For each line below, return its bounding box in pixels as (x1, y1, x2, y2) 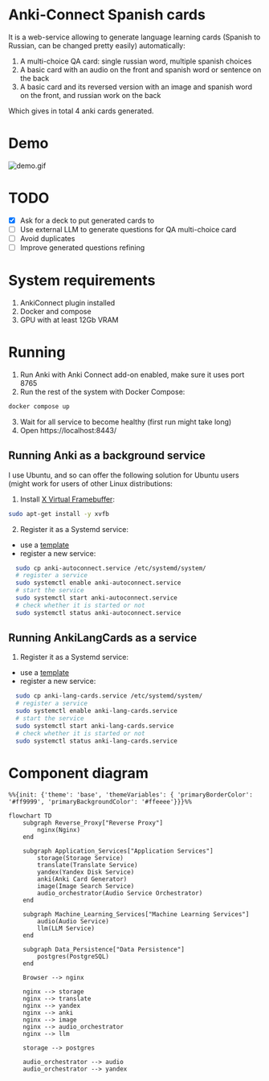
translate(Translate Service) (37, 861, 138, 869)
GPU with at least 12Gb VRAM (19, 315, 119, 325)
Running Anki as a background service (8, 448, 206, 463)
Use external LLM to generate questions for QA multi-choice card (19, 224, 237, 234)
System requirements (8, 272, 156, 290)
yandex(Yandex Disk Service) (37, 868, 135, 876)
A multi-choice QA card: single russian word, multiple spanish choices (19, 56, 252, 66)
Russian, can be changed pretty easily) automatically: (8, 40, 186, 50)
